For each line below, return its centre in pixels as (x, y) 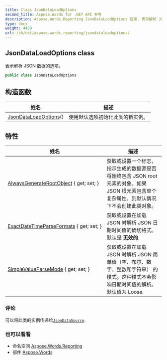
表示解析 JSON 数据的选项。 (34, 66)
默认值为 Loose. (125, 292)
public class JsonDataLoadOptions (41, 75)
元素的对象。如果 (126, 183)
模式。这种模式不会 (129, 277)
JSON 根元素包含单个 (131, 191)
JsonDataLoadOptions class (50, 53)
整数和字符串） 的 (137, 270)
